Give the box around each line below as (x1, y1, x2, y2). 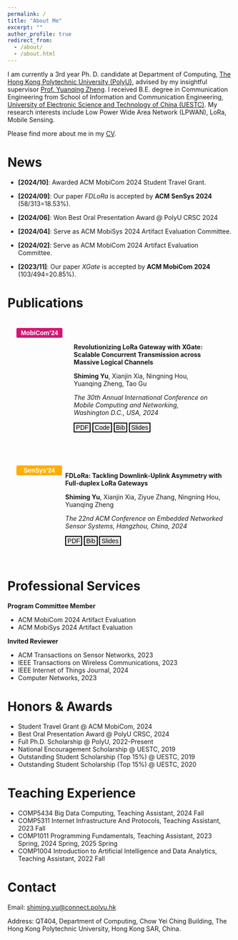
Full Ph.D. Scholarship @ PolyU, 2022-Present (17, 737, 154, 746)
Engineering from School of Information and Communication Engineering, (7, 92, 224, 101)
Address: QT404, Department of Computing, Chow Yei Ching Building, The (7, 916, 227, 925)
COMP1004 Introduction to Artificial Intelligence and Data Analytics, (17, 846, 217, 855)
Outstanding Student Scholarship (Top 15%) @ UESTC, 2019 (17, 752, 195, 761)
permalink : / (7, 10, 46, 18)
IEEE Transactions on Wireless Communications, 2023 (17, 658, 178, 666)
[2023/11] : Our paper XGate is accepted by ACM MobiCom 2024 (17, 262, 211, 271)
